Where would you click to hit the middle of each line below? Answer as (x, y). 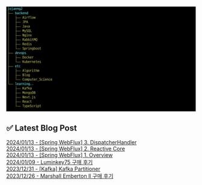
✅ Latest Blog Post (41, 128)
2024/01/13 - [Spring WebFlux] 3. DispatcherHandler (72, 142)
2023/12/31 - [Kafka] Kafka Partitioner (53, 169)
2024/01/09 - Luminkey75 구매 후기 (50, 162)
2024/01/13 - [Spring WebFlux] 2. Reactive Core (66, 149)
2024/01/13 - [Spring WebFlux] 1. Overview (60, 155)
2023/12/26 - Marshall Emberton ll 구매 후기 (60, 176)
